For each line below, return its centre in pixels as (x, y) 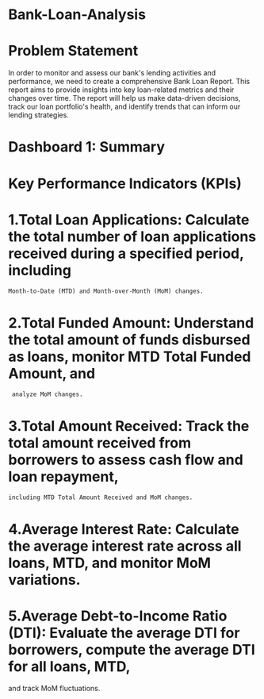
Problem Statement (73, 51)
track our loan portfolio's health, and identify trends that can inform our (124, 107)
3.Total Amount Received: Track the (129, 426)
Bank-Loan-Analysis (77, 15)
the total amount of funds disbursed (130, 340)
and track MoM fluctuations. (54, 689)
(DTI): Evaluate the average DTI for (124, 633)
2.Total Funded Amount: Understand (131, 323)
